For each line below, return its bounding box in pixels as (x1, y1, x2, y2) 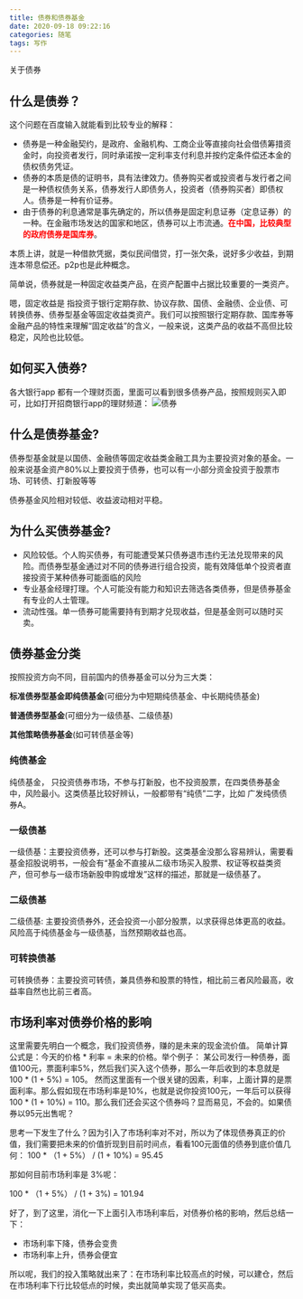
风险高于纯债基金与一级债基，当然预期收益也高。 (9, 927, 191, 938)
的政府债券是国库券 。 (22, 229, 102, 240)
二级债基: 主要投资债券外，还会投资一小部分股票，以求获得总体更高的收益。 (9, 915, 290, 927)
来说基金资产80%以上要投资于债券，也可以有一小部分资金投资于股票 (16, 463, 272, 475)
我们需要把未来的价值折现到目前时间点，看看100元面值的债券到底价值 (24, 1139, 284, 1150)
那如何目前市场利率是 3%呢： (9, 1169, 120, 1180)
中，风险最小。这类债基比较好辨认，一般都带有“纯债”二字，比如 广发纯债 (9, 788, 280, 799)
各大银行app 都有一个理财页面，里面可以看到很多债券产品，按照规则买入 (9, 386, 279, 397)
